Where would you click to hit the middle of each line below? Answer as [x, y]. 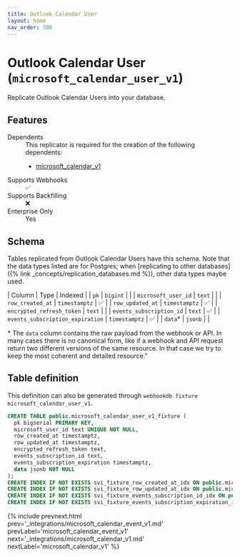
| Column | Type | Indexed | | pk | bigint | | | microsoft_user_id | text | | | [115, 295]
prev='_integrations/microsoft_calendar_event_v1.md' [86, 523]
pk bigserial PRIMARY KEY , [54, 423]
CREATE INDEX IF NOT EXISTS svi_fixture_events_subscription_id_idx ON [116, 496]
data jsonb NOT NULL [44, 469]
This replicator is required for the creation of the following [110, 145]
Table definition [43, 378]
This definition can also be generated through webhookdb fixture [102, 395]
